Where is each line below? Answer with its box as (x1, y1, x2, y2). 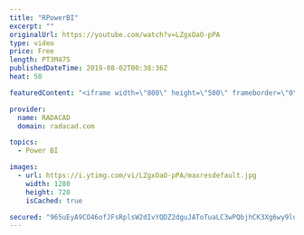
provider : (9, 105, 47, 114)
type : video (9, 38, 54, 48)
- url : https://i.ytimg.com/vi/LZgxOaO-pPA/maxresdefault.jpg (17, 171, 257, 180)
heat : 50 (9, 72, 43, 81)
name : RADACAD (17, 113, 71, 122)
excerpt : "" (9, 22, 54, 31)
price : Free (9, 47, 54, 56)
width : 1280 (25, 179, 71, 188)
